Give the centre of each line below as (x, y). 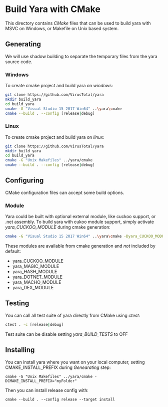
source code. (19, 62)
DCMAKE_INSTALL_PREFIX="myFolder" (41, 381)
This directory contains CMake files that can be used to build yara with (78, 23)
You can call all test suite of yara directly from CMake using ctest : (73, 315)
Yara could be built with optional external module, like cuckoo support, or (80, 217)
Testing (17, 303)
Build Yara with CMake (53, 9)
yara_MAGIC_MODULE (36, 266)
